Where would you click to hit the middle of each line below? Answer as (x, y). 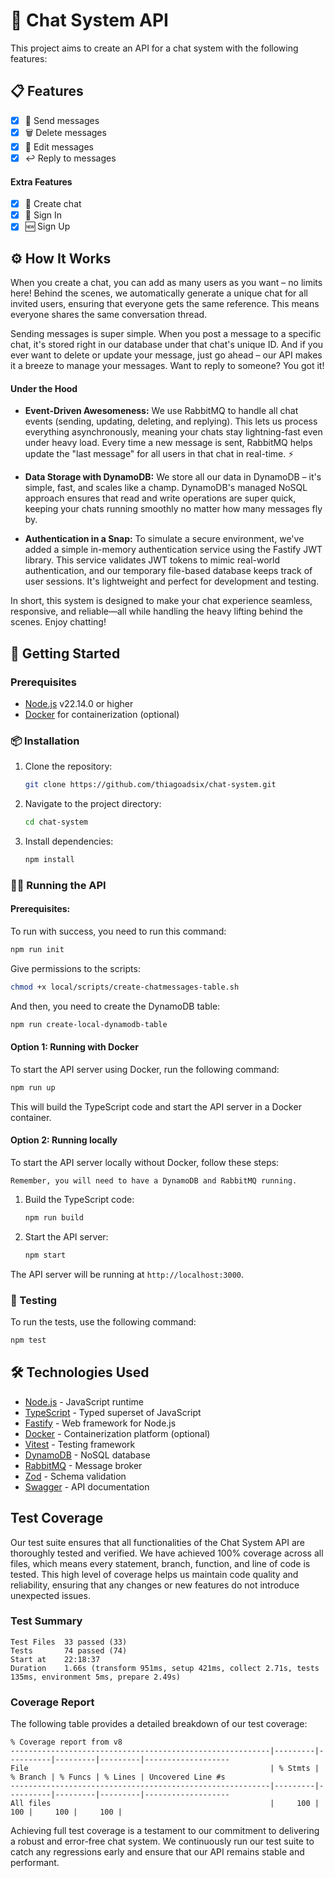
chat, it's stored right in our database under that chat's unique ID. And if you (167, 345)
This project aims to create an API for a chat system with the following (154, 48)
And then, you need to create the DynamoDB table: (115, 1006)
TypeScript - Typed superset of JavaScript (113, 1412)
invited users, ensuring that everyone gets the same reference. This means (165, 304)
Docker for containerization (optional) (102, 715)
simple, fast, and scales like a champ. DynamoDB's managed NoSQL (166, 488)
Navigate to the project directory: (93, 804)
